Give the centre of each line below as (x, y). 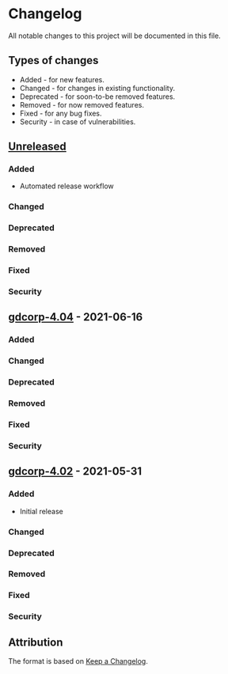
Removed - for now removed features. (82, 104)
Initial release (41, 511)
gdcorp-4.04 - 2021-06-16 (76, 317)
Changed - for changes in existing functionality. (97, 88)
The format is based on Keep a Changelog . (78, 661)
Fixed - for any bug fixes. (61, 113)
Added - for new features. (62, 79)
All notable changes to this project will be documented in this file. (115, 36)
